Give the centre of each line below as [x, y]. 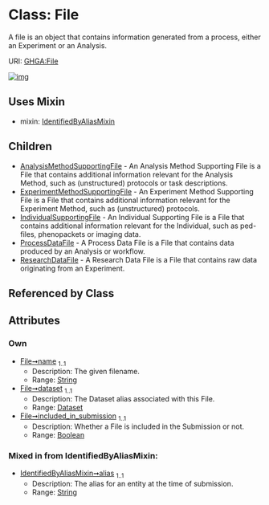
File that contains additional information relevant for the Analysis [126, 174]
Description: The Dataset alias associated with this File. [123, 399]
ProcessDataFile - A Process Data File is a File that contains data [127, 242]
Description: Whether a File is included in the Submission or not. [138, 426]
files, [28, 234]
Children [30, 147]
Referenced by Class [61, 293]
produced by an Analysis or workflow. [83, 251]
